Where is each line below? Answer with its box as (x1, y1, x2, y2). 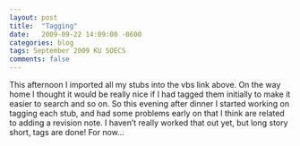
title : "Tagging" (9, 21, 78, 30)
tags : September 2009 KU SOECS (9, 47, 126, 56)
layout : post (9, 13, 58, 22)
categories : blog (9, 38, 74, 47)
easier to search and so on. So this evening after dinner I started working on (9, 99, 289, 108)
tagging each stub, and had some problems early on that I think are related (9, 108, 285, 118)
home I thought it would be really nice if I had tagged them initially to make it (9, 89, 291, 99)
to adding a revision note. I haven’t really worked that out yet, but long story (9, 117, 288, 128)
